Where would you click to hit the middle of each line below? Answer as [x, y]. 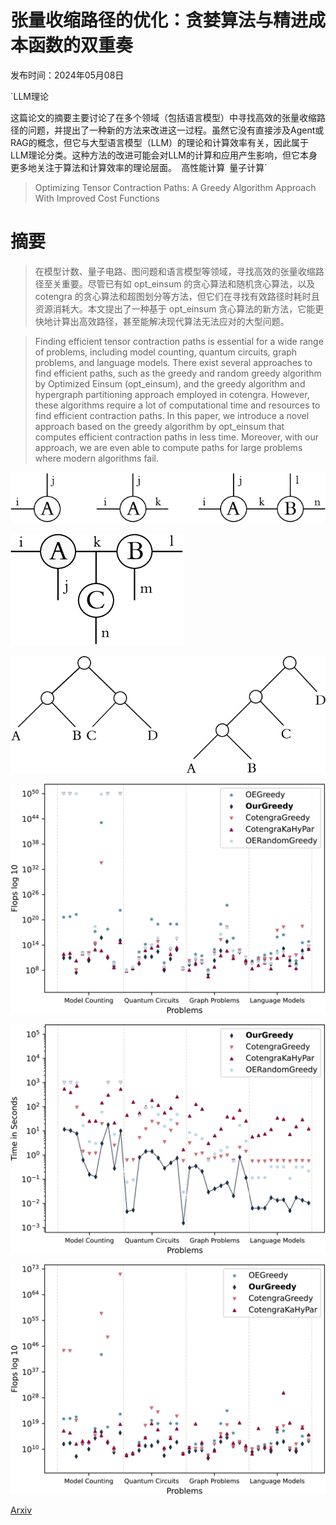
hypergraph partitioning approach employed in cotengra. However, [172, 394]
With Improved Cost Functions [97, 198]
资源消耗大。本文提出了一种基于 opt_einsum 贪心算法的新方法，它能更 [179, 308]
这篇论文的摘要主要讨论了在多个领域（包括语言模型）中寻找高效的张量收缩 [163, 117]
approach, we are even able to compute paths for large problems [168, 447]
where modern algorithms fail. [97, 458]
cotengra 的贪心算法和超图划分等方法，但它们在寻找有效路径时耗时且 [177, 296]
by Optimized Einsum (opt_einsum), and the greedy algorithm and [170, 383]
